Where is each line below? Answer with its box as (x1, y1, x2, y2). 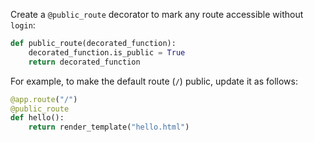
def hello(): (10, 113, 65, 123)
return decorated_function (28, 57, 141, 67)
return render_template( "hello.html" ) (28, 122, 190, 133)
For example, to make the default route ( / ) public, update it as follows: (10, 75, 298, 87)
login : (10, 19, 36, 31)
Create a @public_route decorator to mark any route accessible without (10, 9, 304, 20)
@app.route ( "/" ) (10, 94, 78, 104)
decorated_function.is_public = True (28, 47, 186, 58)
